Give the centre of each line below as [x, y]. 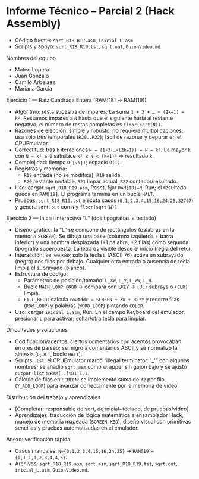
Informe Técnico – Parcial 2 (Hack [91, 11]
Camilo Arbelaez [35, 82]
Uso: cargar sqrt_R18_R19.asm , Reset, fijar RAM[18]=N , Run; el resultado [100, 187]
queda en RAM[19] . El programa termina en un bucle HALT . [84, 194]
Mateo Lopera [32, 69]
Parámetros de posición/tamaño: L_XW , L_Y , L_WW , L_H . [88, 280]
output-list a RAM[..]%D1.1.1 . [52, 373]
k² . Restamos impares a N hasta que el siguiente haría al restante [94, 118]
